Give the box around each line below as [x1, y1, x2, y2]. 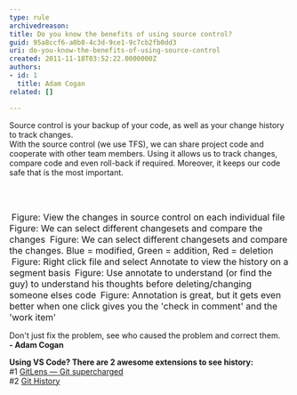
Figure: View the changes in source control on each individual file [11, 211, 285, 223]
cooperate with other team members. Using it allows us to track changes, [9, 148, 278, 158]
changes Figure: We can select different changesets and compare [9, 233, 288, 246]
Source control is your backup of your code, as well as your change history [9, 119, 285, 130]
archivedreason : [9, 21, 69, 30]
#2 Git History [9, 375, 60, 386]
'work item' [9, 310, 56, 323]
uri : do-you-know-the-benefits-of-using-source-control [9, 46, 221, 55]
